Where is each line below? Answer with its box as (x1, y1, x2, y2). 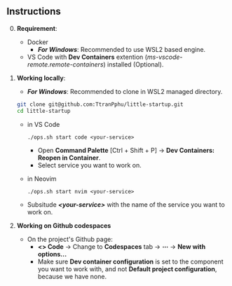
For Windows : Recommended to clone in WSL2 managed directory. (27, 87, 223, 95)
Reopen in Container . (37, 154, 101, 162)
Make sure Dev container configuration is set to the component (37, 257, 224, 266)
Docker (27, 38, 48, 46)
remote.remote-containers (27, 60, 104, 69)
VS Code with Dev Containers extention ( (27, 53, 148, 61)
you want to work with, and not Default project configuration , (37, 264, 217, 273)
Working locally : (16, 74, 66, 82)
